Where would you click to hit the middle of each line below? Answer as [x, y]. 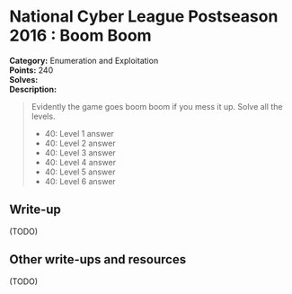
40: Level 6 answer [80, 181]
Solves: [24, 79]
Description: [33, 89]
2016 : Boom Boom [80, 36]
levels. [43, 116]
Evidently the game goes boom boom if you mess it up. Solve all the [157, 106]
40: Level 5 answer [80, 172]
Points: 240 [31, 70]
